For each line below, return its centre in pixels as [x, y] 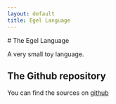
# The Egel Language [38, 40]
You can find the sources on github [58, 93]
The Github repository [57, 76]
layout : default [31, 14]
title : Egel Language [39, 20]
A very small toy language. [46, 54]
